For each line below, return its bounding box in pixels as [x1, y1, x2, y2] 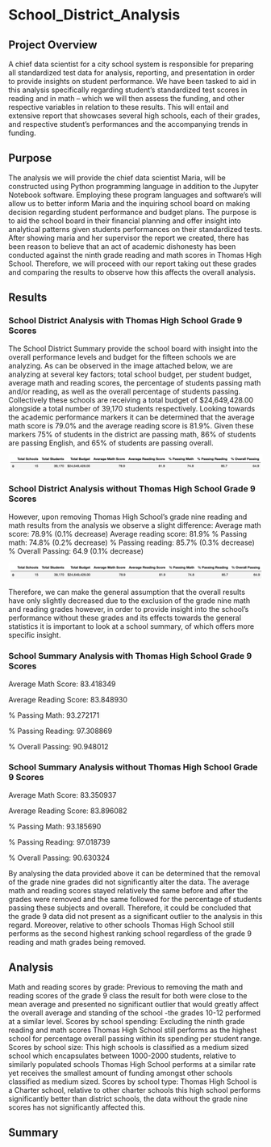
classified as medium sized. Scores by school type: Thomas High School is [8, 1077, 257, 1086]
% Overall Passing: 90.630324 [8, 853, 110, 862]
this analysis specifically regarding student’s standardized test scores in [8, 85, 248, 95]
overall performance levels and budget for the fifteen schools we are [8, 352, 236, 361]
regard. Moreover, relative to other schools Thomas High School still [8, 920, 235, 930]
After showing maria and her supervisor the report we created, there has [8, 233, 250, 242]
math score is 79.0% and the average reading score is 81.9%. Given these [8, 420, 254, 430]
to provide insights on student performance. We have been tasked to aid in [8, 77, 256, 86]
